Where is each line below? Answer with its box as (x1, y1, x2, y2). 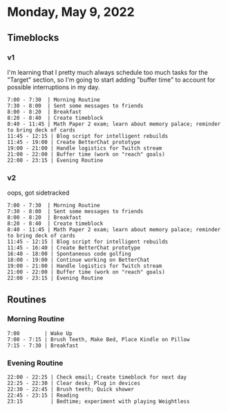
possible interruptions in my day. (7, 82, 100, 91)
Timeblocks (7, 32, 59, 44)
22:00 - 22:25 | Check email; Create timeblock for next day (7, 374, 187, 381)
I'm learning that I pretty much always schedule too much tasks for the (7, 68, 209, 76)
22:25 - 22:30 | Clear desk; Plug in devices (7, 380, 140, 387)
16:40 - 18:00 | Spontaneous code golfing (7, 251, 131, 258)
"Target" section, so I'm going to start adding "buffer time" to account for (7, 75, 216, 84)
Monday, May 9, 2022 (7, 4, 135, 20)
